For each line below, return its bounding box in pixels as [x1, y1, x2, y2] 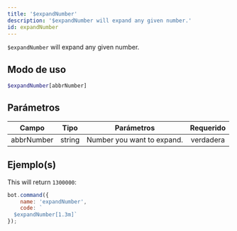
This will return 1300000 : [7, 178, 77, 186]
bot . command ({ [7, 191, 50, 198]
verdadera [190, 135, 226, 145]
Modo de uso [7, 63, 66, 75]
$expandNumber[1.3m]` [13, 211, 78, 218]
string [60, 135, 80, 145]
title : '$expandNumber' [7, 10, 78, 18]
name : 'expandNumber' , [20, 198, 87, 205]
